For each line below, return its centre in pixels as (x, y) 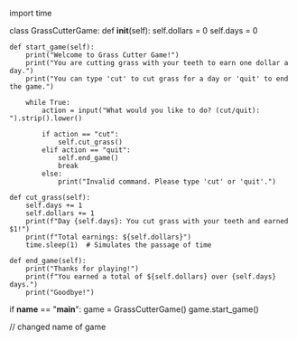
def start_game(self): (52, 47)
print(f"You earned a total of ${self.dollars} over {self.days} (151, 277)
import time (31, 13)
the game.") (32, 87)
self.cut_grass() (90, 142)
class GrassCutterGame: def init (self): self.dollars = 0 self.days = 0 (134, 30)
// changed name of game (58, 327)
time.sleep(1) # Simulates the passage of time (119, 245)
